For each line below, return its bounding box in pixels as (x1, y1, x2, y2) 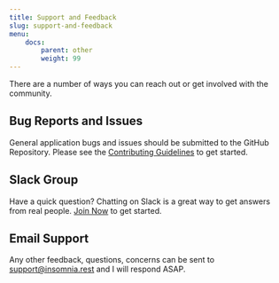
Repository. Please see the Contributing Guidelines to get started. (9, 146, 248, 157)
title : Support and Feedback (9, 12, 117, 22)
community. (9, 88, 52, 98)
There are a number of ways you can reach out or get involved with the (9, 79, 268, 89)
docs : (25, 37, 46, 47)
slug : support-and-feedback (9, 21, 113, 30)
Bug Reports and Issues (9, 114, 143, 129)
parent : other (41, 46, 93, 55)
